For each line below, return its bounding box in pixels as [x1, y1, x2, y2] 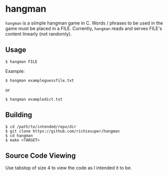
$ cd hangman [5, 133, 33, 138]
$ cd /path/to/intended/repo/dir [5, 124, 77, 129]
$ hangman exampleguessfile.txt [5, 78, 74, 83]
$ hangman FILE [5, 59, 38, 64]
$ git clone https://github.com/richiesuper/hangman [5, 129, 120, 134]
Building [5, 111, 32, 119]
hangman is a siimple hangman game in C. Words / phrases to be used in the [5, 20, 163, 26]
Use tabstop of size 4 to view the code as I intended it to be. [5, 165, 132, 171]
